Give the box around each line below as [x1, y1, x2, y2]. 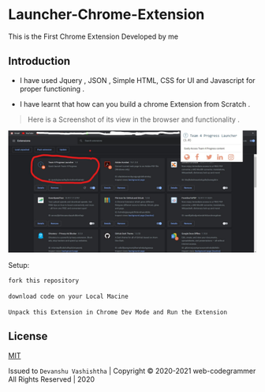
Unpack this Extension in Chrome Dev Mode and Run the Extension [8, 308, 227, 316]
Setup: [8, 260, 30, 269]
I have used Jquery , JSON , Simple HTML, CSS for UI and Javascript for [19, 75, 256, 85]
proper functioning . [19, 84, 85, 93]
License [8, 330, 48, 343]
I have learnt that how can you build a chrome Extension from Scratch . [19, 99, 251, 108]
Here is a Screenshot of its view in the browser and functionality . [27, 115, 241, 124]
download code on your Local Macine [8, 292, 129, 300]
